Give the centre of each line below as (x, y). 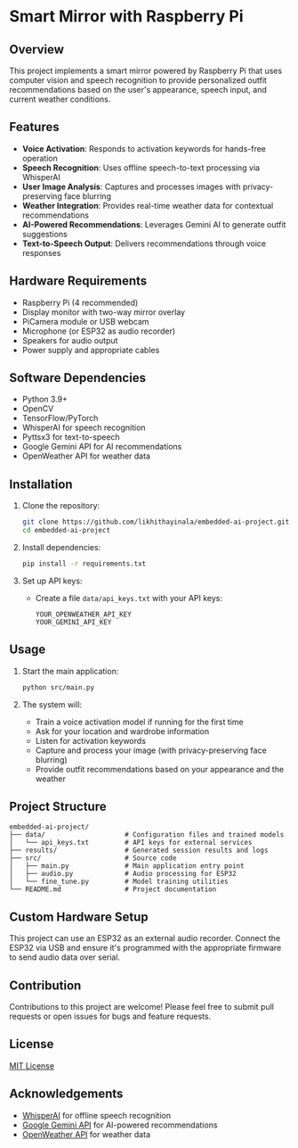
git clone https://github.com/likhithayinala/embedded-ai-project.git (156, 522)
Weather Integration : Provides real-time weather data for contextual (148, 205)
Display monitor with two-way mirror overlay (103, 312)
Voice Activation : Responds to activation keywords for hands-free (144, 148)
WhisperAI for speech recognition (84, 428)
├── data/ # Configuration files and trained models (147, 835)
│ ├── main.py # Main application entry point (127, 866)
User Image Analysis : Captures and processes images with (132, 186)
